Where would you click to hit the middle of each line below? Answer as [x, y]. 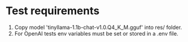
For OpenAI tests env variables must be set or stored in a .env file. [96, 33]
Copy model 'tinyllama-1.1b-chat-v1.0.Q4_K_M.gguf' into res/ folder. [98, 27]
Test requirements [53, 11]
